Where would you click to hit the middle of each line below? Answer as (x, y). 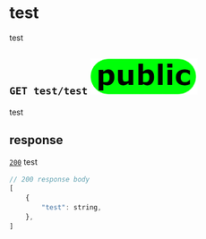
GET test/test (48, 91)
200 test (23, 162)
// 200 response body (50, 179)
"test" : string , (72, 208)
